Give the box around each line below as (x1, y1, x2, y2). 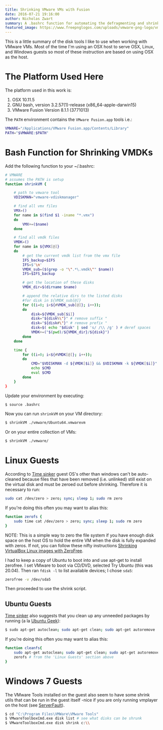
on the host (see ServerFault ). (5, 702, 65, 708)
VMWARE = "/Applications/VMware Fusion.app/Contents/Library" (5, 126, 130, 131)
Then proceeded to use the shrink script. (5, 586, 87, 592)
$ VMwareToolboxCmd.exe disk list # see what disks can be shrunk (5, 716, 142, 721)
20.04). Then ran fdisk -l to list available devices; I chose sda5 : (5, 567, 133, 573)
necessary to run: (5, 487, 40, 493)
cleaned (5, 476, 21, 482)
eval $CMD (31, 370, 51, 375)
